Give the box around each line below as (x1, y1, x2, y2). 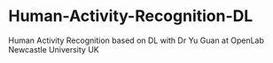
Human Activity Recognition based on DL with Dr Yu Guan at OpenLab (8, 35, 265, 45)
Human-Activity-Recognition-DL (8, 6, 253, 26)
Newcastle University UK (8, 44, 99, 54)
